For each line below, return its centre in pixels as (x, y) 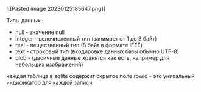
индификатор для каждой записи (49, 82)
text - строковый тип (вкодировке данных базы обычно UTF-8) (97, 51)
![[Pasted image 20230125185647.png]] (56, 9)
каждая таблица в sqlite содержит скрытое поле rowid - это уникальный (100, 76)
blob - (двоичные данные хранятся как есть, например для (92, 58)
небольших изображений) (49, 64)
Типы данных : (25, 20)
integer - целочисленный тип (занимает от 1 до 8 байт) (86, 38)
